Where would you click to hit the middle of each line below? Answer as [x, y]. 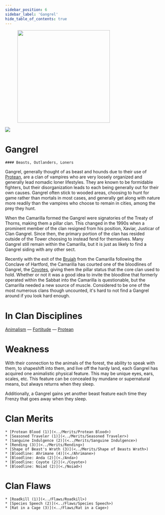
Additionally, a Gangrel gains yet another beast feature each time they [76, 394]
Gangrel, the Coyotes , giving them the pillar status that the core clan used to [82, 270]
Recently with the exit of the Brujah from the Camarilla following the [74, 259]
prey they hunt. [20, 208]
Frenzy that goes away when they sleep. [46, 399]
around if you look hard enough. [38, 296]
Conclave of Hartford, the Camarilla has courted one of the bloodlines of [78, 264]
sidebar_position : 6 [26, 10]
